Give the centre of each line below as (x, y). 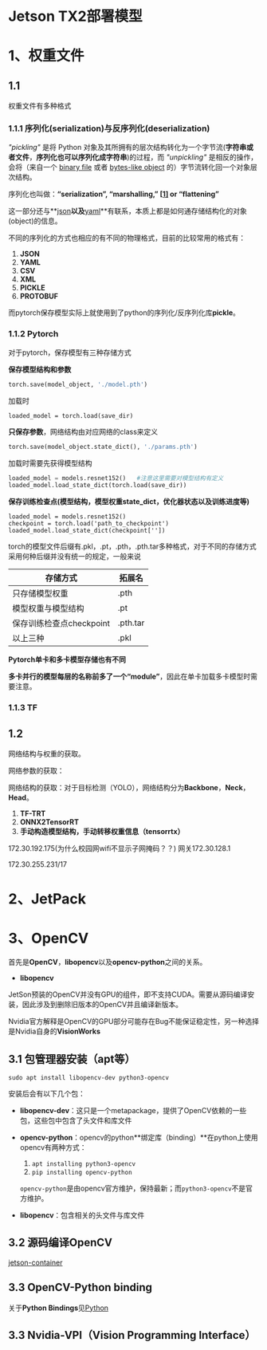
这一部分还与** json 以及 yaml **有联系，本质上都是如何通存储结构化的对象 (128, 211)
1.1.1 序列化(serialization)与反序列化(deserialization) (109, 128)
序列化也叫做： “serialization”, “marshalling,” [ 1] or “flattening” (114, 194)
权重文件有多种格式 (40, 106)
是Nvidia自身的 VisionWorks (55, 1031)
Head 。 (21, 797)
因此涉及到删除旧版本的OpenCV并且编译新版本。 (102, 1005)
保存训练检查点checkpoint (61, 624)
